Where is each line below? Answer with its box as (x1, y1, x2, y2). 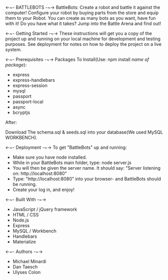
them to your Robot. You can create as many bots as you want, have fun (5, 15, 156, 21)
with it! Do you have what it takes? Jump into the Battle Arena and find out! (5, 20, 161, 26)
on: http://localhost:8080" (12, 170, 67, 176)
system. (5, 47, 22, 52)
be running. (12, 181, 37, 187)
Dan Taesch (12, 264, 38, 270)
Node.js (12, 217, 29, 223)
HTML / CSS (12, 212, 39, 217)
